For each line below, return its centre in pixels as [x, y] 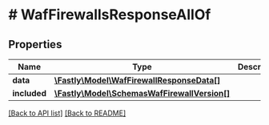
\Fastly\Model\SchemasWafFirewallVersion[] [142, 93]
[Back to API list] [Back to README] [67, 113]
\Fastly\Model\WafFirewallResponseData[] [137, 80]
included [29, 93]
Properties [35, 44]
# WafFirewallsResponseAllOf [110, 15]
